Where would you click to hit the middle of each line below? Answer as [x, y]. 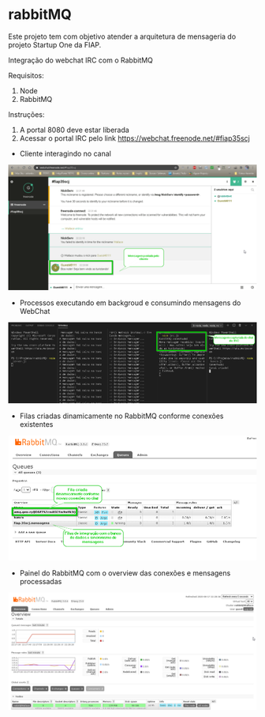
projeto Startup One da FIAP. [55, 44]
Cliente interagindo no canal [65, 153]
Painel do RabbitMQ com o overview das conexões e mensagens [125, 573]
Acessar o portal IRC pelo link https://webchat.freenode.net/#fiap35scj [135, 138]
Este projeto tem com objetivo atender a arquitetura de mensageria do [122, 36]
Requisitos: [26, 75]
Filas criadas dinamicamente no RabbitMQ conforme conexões [121, 416]
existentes [36, 424]
